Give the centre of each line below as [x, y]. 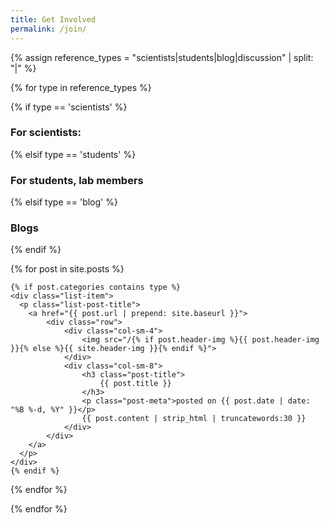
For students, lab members [77, 180]
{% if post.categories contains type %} [96, 287]
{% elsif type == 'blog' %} [64, 202]
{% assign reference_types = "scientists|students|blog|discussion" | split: [162, 57]
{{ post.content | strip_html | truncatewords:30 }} [194, 419]
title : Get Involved [53, 19]
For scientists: [46, 133]
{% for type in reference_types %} [81, 87]
